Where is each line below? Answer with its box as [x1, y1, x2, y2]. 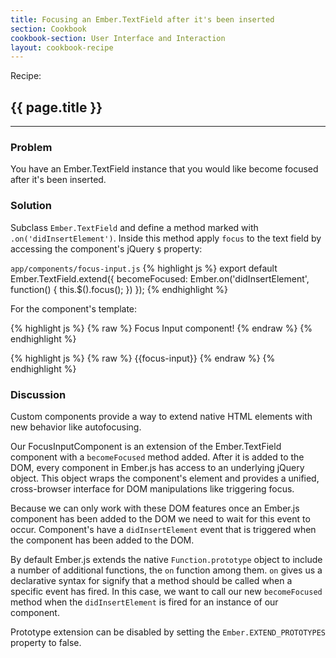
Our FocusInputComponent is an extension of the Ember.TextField [10, 440, 282, 452]
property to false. [10, 636, 82, 648]
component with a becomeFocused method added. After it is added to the [10, 451, 305, 463]
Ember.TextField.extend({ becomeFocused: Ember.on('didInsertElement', [10, 272, 310, 285]
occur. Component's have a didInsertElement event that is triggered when [10, 523, 317, 535]
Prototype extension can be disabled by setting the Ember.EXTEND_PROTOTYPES [10, 626, 326, 638]
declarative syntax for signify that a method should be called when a [10, 574, 293, 586]
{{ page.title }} [10, 99, 103, 116]
